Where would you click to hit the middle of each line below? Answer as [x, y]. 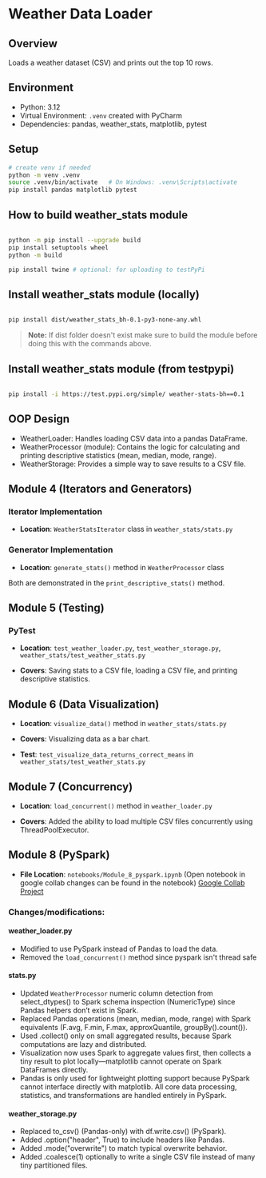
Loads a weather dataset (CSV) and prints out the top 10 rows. [111, 62]
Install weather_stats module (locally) [104, 294]
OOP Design [39, 419]
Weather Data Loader [81, 14]
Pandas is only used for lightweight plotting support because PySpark [135, 1078]
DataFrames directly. [54, 1070]
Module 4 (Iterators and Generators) [100, 489]
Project [32, 891]
